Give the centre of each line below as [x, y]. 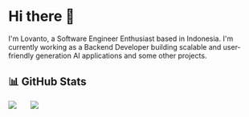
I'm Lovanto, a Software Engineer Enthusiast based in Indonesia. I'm [121, 38]
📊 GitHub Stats [47, 82]
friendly [21, 55]
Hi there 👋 [41, 16]
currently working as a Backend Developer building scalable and [115, 46]
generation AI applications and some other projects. [121, 55]
